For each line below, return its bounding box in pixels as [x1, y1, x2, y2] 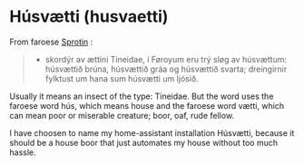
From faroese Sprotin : [9, 36, 93, 47]
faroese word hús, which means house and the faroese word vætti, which [9, 100, 284, 111]
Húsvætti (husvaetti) [9, 6, 169, 27]
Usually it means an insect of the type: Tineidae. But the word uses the [9, 91, 274, 102]
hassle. [9, 147, 36, 158]
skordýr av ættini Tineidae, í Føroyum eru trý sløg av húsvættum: [44, 53, 288, 64]
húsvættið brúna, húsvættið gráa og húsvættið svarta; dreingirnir [44, 63, 288, 74]
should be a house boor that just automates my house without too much [9, 137, 279, 148]
